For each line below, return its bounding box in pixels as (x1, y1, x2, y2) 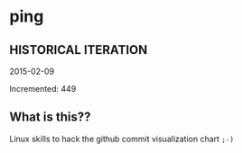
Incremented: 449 (9, 84, 77, 94)
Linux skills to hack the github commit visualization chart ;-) (9, 133, 235, 144)
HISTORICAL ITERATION (9, 42, 148, 58)
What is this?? (9, 110, 91, 125)
